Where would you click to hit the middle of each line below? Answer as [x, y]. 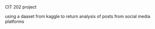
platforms [15, 22]
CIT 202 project [21, 7]
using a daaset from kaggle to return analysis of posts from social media [78, 16]
